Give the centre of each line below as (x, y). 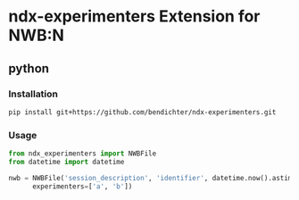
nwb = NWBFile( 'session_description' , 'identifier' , (108, 178)
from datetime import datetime (66, 162)
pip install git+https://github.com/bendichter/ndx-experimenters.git (142, 112)
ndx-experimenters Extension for (134, 17)
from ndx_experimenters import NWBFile (83, 154)
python (29, 68)
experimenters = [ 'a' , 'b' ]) (82, 186)
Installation (33, 94)
